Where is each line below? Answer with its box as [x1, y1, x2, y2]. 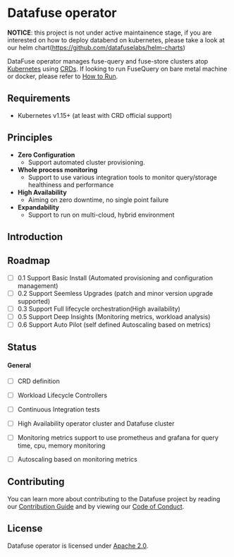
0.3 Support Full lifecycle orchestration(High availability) [17, 304, 181, 313]
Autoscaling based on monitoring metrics [17, 455, 137, 463]
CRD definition [17, 376, 60, 385]
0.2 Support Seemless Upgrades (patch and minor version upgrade [17, 289, 214, 297]
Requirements [7, 92, 70, 104]
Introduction [7, 231, 63, 243]
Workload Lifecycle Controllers [17, 390, 108, 400]
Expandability [17, 203, 60, 211]
